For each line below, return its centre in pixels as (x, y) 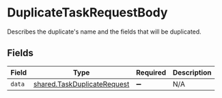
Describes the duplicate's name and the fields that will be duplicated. (104, 32)
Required (151, 72)
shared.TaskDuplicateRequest (81, 84)
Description (192, 72)
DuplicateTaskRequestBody (87, 13)
